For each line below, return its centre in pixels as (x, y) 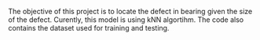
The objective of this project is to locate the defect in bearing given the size (130, 11)
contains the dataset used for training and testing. (89, 28)
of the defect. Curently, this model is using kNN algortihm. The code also (126, 20)
